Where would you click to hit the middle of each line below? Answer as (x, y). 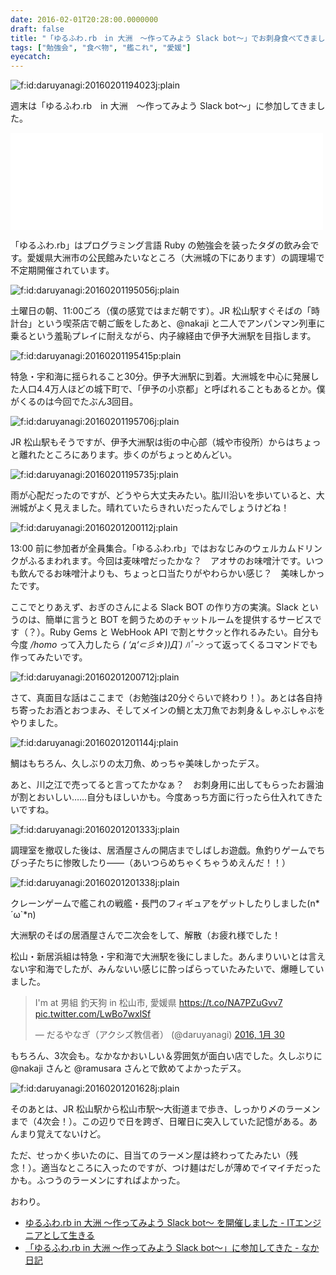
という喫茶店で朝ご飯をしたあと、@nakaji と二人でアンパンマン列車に (181, 323)
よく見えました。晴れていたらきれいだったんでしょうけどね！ (163, 508)
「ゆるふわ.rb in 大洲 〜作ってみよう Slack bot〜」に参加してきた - (162, 1248)
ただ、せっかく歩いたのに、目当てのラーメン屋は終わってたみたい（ (150, 1155)
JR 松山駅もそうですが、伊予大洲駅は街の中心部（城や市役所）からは (152, 442)
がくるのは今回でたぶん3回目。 (74, 402)
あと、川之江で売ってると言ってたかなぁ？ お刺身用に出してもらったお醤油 (167, 785)
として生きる (68, 1235)
